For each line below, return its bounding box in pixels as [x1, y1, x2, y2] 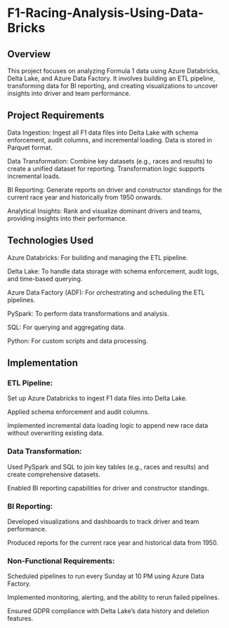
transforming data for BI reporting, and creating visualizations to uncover [7, 82, 218, 90]
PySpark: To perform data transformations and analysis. [7, 309, 170, 318]
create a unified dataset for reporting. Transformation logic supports [7, 164, 205, 173]
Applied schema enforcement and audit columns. [7, 407, 150, 417]
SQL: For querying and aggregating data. [7, 323, 126, 331]
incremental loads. [7, 171, 61, 180]
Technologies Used [7, 235, 93, 247]
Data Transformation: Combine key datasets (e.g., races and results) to [7, 156, 213, 165]
